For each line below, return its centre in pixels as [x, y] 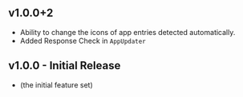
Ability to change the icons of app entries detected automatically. [128, 32]
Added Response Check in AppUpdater [83, 41]
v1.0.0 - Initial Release [65, 66]
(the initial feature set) [57, 85]
